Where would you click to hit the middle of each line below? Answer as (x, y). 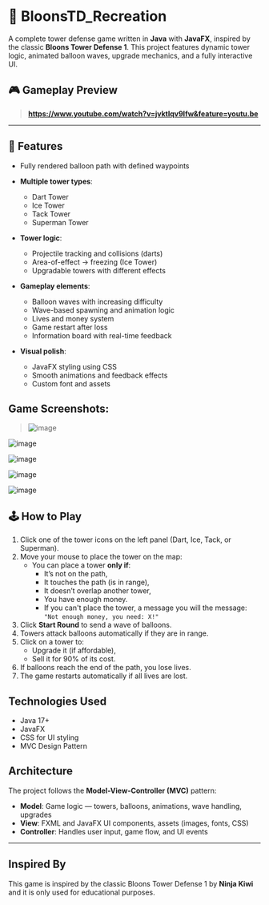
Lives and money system (73, 318)
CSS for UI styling (49, 737)
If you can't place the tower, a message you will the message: (145, 608)
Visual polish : (43, 351)
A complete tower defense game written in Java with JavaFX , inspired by (129, 38)
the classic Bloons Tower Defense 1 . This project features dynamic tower (129, 46)
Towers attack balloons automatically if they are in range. (114, 633)
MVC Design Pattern (54, 746)
